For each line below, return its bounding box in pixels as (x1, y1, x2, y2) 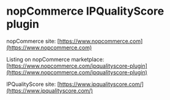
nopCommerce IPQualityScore (6, 4, 164, 18)
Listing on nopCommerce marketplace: (6, 55, 105, 63)
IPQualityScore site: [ (6, 80, 60, 88)
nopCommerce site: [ (6, 37, 60, 45)
